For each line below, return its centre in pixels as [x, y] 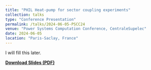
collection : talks [25, 15]
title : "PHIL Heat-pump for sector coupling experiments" [68, 10]
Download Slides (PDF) [30, 62]
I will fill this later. [23, 52]
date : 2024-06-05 [24, 33]
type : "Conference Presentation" [41, 19]
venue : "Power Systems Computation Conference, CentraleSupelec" [76, 29]
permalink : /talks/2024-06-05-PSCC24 [45, 24]
